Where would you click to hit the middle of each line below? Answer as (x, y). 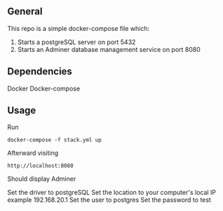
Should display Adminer (42, 179)
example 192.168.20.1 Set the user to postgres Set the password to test (109, 200)
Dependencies (40, 72)
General (25, 12)
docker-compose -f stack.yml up (54, 140)
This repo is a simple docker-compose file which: (79, 28)
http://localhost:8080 (40, 166)
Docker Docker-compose (44, 88)
